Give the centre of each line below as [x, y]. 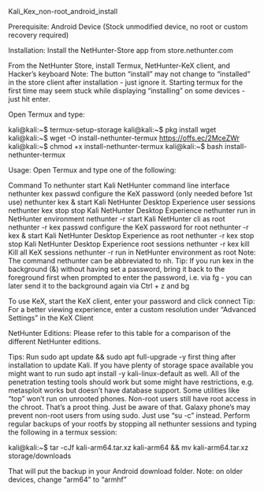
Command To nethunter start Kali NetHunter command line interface [119, 185]
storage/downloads [40, 456]
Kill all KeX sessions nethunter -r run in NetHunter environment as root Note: [132, 252]
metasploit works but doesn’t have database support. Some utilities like [124, 390]
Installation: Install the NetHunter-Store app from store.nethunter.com [121, 50]
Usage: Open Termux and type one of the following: [92, 170]
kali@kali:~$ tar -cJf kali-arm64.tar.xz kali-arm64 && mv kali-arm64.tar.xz [128, 447]
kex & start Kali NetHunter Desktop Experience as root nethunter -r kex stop [131, 235]
